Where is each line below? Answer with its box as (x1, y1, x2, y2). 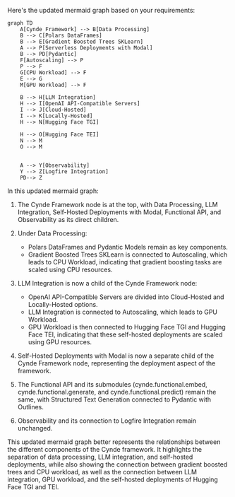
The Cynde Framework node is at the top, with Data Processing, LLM (17, 201, 218, 209)
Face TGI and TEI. (7, 483, 59, 491)
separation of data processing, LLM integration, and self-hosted (7, 452, 193, 461)
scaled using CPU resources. (28, 265, 113, 274)
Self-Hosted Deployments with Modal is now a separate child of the (17, 351, 215, 360)
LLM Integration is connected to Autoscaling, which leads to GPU (28, 308, 217, 316)
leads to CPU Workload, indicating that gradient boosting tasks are (28, 258, 222, 266)
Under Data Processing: (17, 229, 88, 238)
